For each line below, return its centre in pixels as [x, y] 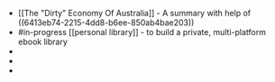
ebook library [42, 41]
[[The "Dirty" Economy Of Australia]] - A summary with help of [134, 13]
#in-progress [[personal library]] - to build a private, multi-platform [142, 32]
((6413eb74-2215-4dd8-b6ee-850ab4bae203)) [106, 23]
